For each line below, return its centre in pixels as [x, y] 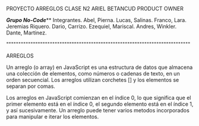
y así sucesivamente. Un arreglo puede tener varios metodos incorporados [98, 110]
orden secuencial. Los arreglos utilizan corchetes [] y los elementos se [93, 80]
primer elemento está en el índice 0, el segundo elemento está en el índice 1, [100, 104]
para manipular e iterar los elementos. [53, 116]
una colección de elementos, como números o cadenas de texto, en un [93, 73]
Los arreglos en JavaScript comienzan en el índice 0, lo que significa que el [99, 98]
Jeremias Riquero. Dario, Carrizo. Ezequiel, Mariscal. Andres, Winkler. [91, 26]
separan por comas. [31, 86]
